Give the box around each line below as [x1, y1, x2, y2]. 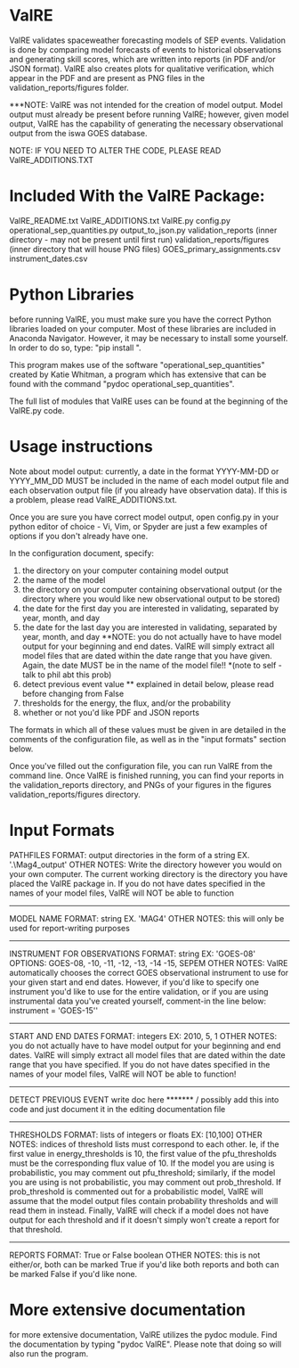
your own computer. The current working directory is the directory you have [9, 868, 288, 879]
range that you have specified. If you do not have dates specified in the [9, 1059, 271, 1069]
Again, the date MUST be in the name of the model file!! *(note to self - [21, 659, 283, 670]
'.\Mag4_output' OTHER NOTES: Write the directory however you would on [9, 859, 282, 870]
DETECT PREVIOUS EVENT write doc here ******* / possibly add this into [9, 1094, 279, 1105]
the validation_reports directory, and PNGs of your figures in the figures [9, 779, 271, 790]
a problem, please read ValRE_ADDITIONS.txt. [9, 494, 178, 504]
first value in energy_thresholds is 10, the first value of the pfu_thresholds [9, 1148, 278, 1159]
